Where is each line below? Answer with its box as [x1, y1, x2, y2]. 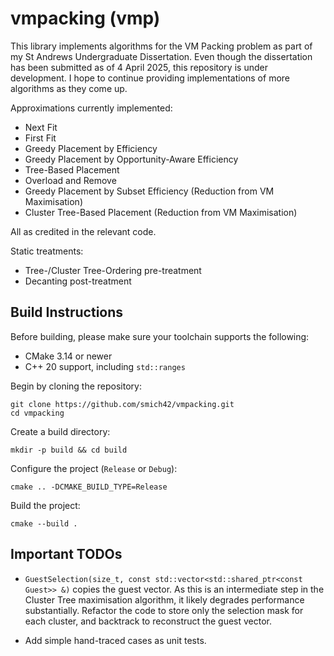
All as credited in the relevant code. [10, 225, 157, 237]
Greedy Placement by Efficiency [24, 142, 158, 154]
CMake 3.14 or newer [24, 350, 113, 362]
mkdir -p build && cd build [10, 445, 128, 455]
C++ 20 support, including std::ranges [24, 360, 186, 372]
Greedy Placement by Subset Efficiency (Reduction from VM [24, 185, 275, 197]
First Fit [24, 132, 57, 144]
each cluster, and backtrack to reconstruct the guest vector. [24, 615, 273, 627]
